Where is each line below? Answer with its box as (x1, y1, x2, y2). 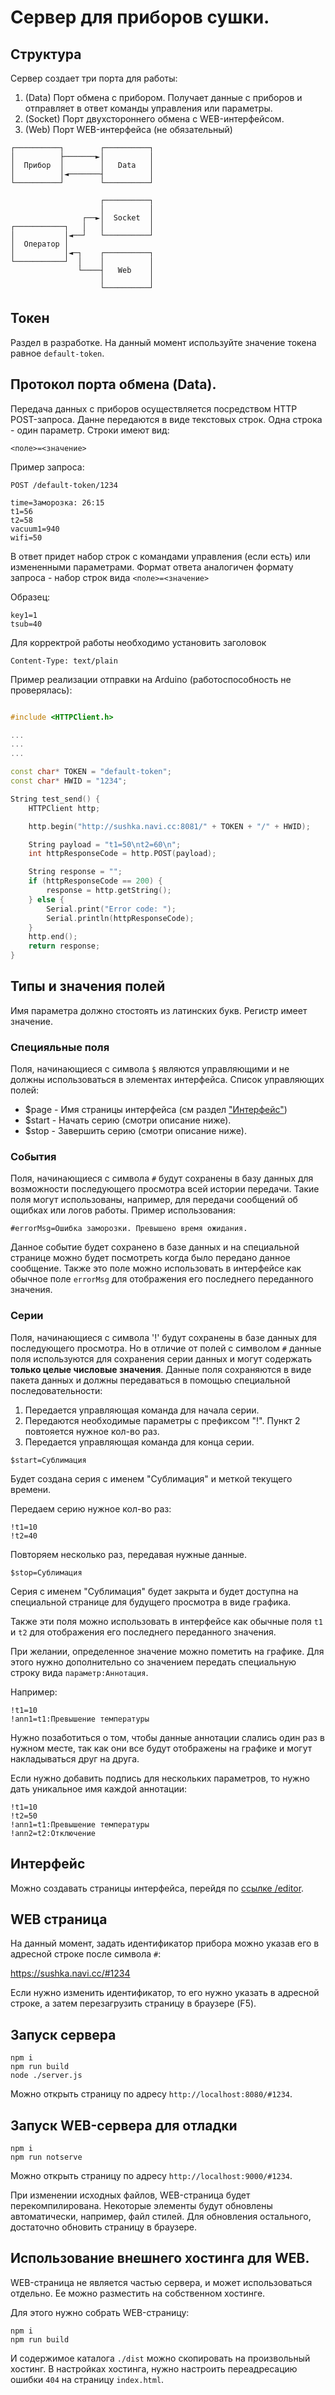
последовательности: (10, 1384, 103, 1396)
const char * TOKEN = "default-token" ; (10, 767, 172, 777)
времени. (10, 1483, 52, 1495)
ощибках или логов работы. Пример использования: (10, 1204, 236, 1216)
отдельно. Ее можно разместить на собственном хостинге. (10, 2287, 266, 2299)
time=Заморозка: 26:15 (10, 497, 105, 508)
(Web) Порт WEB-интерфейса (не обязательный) (24, 124, 233, 135)
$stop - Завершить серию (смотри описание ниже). (24, 1125, 247, 1137)
